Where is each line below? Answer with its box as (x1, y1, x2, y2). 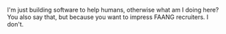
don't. (7, 20, 24, 28)
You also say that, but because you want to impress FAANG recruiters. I (7, 13, 209, 21)
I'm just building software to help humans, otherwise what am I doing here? (7, 6, 219, 14)
